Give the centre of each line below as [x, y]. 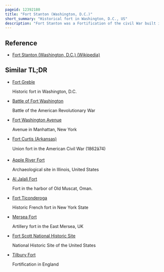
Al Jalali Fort [25, 179]
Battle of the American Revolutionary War [54, 110]
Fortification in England [35, 264]
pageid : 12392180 [23, 10]
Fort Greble [23, 82]
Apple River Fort [28, 160]
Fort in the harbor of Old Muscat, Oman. [52, 188]
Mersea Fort [24, 217]
